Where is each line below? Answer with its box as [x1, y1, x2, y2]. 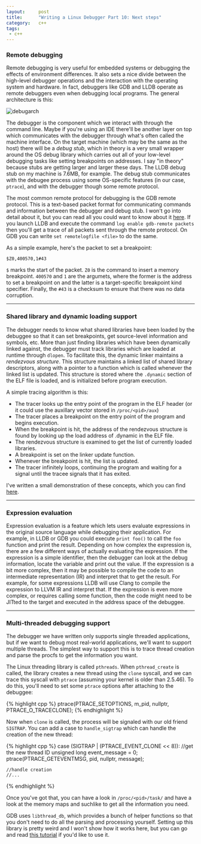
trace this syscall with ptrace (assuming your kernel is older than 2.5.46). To [6, 676, 194, 683]
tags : [6, 25, 20, 32]
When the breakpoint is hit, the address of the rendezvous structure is [14, 426, 188, 433]
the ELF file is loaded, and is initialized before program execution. [6, 377, 167, 384]
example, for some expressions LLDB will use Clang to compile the [6, 579, 170, 587]
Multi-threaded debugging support [6, 619, 111, 627]
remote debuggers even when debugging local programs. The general [6, 90, 179, 97]
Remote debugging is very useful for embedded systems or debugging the [6, 64, 190, 72]
